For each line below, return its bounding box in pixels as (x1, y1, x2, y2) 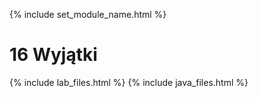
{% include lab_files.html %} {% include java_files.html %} (9, 76, 249, 88)
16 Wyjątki (9, 44, 98, 66)
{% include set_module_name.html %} (9, 9, 167, 20)
